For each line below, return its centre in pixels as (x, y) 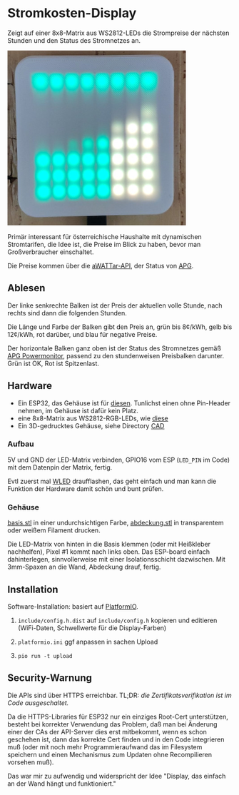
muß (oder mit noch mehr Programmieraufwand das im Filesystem (105, 746)
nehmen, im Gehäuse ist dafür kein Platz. (78, 410)
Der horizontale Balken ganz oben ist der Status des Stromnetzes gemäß (114, 348)
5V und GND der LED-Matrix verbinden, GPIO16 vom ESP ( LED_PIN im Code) (119, 460)
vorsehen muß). (31, 762)
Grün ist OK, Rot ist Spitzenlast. (54, 363)
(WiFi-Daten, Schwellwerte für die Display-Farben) (92, 628)
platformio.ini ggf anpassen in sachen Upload (88, 642)
